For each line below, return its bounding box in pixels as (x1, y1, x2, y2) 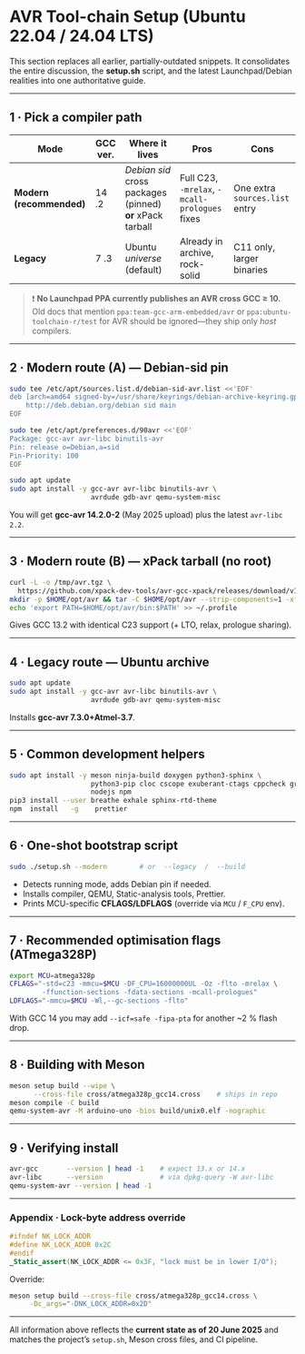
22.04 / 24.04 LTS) (9, 25, 154, 46)
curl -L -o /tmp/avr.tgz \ (9, 578, 112, 587)
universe (124, 252, 162, 264)
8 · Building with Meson (9, 1057, 145, 1072)
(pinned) (124, 197, 162, 210)
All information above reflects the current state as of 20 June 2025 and (9, 1324, 279, 1336)
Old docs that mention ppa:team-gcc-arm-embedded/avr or (31, 306, 245, 317)
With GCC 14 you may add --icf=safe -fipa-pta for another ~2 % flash (9, 1013, 278, 1023)
